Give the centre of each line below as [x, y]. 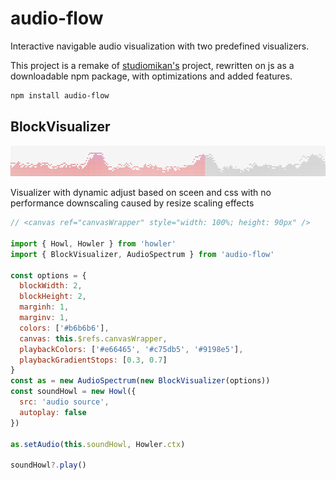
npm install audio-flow [60, 95]
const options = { [48, 275]
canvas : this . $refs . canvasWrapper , [93, 338]
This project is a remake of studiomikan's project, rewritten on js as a [152, 65]
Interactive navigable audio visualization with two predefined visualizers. [160, 46]
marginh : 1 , [44, 307]
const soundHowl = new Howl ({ [73, 392]
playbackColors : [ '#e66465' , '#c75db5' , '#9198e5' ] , [131, 349]
